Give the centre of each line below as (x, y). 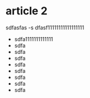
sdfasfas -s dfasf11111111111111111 (45, 27)
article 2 (27, 11)
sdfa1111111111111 (34, 39)
